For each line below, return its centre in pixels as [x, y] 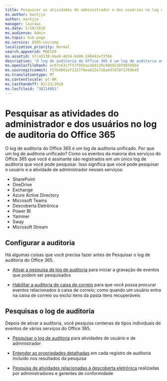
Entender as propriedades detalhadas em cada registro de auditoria [82, 353]
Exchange [23, 190]
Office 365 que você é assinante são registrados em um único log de [76, 159]
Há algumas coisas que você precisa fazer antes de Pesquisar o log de [78, 255]
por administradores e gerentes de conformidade [63, 374]
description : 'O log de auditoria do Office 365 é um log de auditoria [81, 61]
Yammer [21, 216]
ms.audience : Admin [25, 33]
